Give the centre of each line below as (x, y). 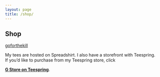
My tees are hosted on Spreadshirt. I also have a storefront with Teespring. (80, 55)
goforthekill (17, 46)
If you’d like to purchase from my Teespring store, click (60, 60)
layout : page (18, 10)
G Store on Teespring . (28, 70)
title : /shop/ (20, 14)
